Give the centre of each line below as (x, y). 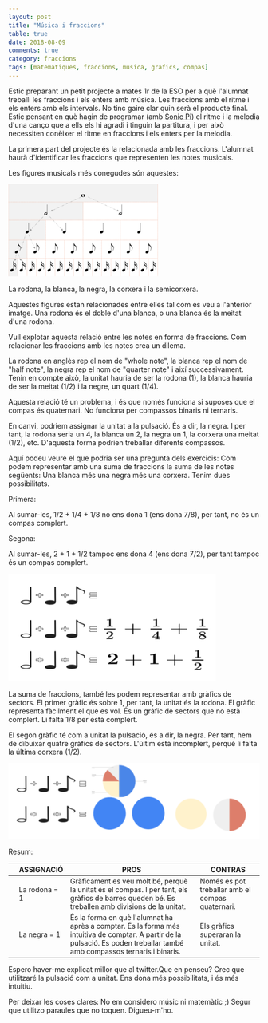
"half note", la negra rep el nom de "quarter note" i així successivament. (126, 369)
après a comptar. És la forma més (125, 926)
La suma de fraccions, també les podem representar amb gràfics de (120, 693)
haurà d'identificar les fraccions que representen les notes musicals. (121, 157)
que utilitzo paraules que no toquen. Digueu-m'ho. (91, 1010)
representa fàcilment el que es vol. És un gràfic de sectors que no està (124, 711)
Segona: (22, 538)
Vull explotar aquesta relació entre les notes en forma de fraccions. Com (128, 337)
